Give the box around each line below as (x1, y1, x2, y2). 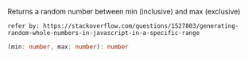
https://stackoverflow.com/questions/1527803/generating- (42, 22, 239, 30)
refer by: (7, 22, 41, 30)
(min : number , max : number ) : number (7, 43, 129, 51)
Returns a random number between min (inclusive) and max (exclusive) (7, 7, 241, 16)
